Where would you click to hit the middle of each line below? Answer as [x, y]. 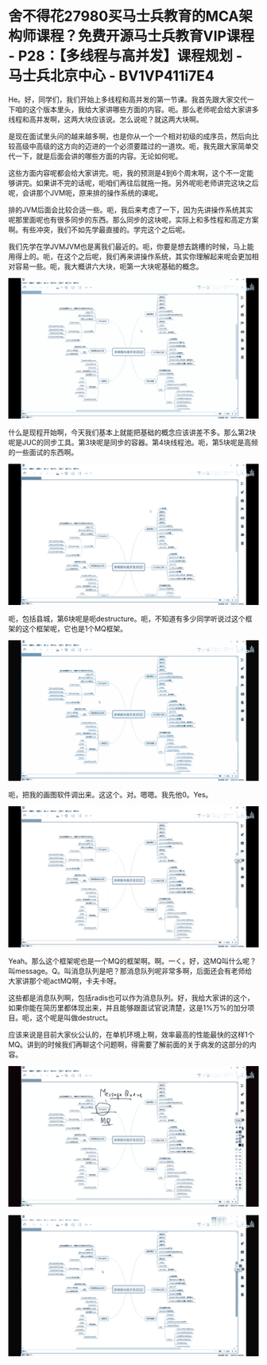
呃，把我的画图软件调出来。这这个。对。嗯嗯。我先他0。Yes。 [110, 795]
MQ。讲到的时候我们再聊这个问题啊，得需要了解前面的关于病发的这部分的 [129, 1044]
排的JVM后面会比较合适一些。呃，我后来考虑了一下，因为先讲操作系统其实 [131, 209]
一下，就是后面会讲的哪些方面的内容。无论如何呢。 [99, 156]
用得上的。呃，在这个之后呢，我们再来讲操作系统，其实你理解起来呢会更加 [130, 256]
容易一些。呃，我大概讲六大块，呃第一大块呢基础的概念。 [109, 266]
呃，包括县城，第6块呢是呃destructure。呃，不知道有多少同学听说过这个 [127, 619]
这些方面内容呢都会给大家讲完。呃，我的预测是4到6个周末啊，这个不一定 [128, 173]
